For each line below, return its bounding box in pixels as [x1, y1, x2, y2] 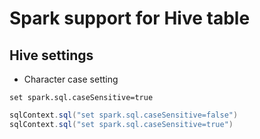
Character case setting [23, 73, 119, 85]
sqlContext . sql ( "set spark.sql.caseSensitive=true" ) [9, 119, 234, 129]
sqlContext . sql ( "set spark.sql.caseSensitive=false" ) [9, 110, 239, 120]
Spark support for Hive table [9, 7, 251, 30]
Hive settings [9, 47, 94, 64]
